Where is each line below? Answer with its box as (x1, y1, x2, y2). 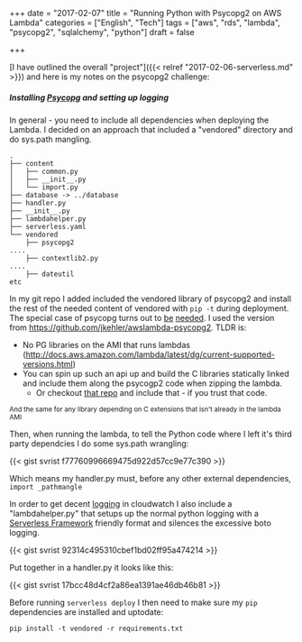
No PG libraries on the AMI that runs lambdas (22, 339, 191, 350)
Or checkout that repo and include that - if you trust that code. (35, 387, 268, 398)
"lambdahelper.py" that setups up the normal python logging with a (9, 508, 260, 518)
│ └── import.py (9, 182, 78, 192)
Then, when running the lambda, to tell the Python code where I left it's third (9, 428, 293, 439)
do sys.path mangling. (9, 133, 92, 144)
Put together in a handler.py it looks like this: (9, 562, 174, 573)
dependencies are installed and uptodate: (9, 606, 164, 617)
